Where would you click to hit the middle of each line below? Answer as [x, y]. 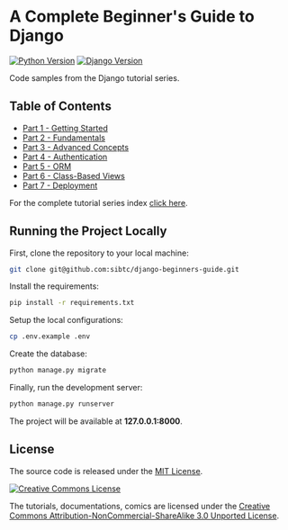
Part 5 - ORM [47, 166]
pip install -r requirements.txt [72, 303]
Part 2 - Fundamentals [64, 138]
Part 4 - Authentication [65, 157]
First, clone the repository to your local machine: [99, 253]
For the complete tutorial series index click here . [99, 202]
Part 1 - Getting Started [65, 128]
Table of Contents [61, 107]
